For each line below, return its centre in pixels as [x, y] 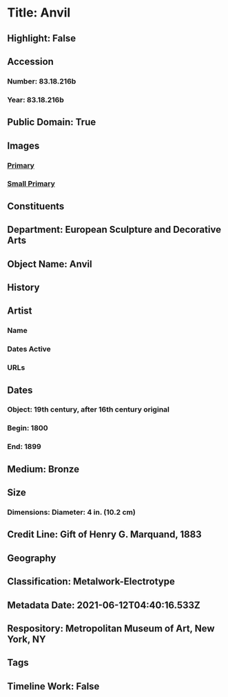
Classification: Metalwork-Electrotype [91, 582]
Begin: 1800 [28, 428]
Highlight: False [42, 38]
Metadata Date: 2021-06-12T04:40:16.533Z [104, 605]
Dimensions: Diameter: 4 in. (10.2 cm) [71, 513]
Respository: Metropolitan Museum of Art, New [111, 628]
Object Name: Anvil [50, 264]
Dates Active [29, 349]
